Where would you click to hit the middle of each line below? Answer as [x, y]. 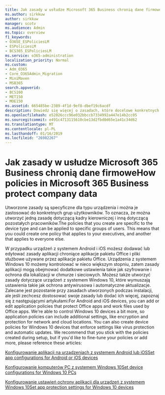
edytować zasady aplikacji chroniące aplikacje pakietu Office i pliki [73, 254]
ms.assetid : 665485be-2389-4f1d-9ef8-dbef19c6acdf [58, 106]
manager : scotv [21, 23]
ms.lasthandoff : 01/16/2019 [34, 134]
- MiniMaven [17, 78]
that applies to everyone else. [35, 239]
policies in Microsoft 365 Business [77, 183]
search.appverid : [23, 88]
